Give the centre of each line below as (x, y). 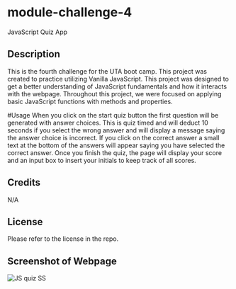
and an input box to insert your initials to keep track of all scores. (102, 160)
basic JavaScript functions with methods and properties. (90, 101)
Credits (24, 182)
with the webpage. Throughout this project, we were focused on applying (114, 93)
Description (34, 54)
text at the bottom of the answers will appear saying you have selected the (116, 145)
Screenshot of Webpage (62, 261)
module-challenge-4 (70, 12)
